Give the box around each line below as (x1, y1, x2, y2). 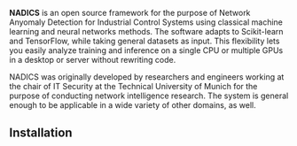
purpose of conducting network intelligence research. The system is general (9, 90, 289, 101)
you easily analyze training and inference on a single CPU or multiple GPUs (9, 45, 284, 56)
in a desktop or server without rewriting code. (9, 55, 176, 65)
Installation (9, 126, 73, 141)
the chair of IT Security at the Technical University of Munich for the (9, 81, 258, 91)
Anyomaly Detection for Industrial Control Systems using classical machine (9, 17, 284, 27)
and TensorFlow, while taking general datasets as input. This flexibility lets (9, 35, 280, 46)
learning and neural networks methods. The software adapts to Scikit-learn (9, 27, 284, 36)
